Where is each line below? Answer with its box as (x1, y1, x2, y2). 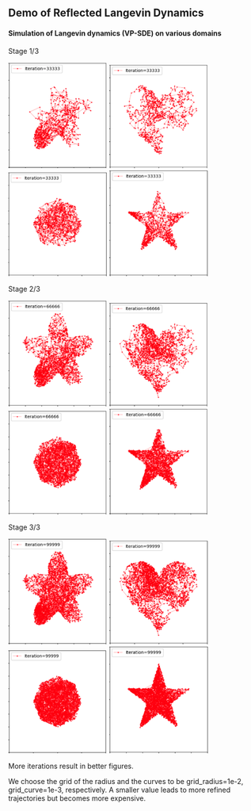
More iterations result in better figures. (8, 761, 135, 771)
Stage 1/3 (8, 46, 40, 55)
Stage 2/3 (8, 285, 41, 294)
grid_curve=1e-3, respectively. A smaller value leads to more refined (8, 785, 231, 795)
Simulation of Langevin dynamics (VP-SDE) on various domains (8, 28, 222, 38)
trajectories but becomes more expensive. (8, 794, 146, 803)
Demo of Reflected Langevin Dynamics (8, 6, 204, 20)
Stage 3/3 (8, 522, 41, 532)
